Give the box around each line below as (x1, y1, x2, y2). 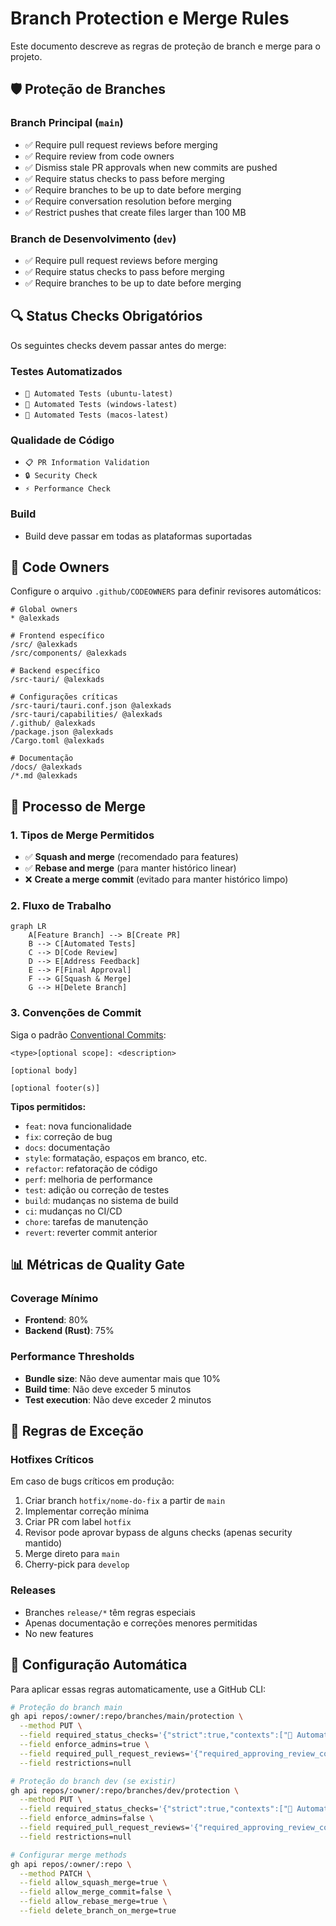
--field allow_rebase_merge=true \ (19, 1897, 168, 1907)
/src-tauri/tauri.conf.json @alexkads (10, 701, 172, 711)
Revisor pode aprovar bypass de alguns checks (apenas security (24, 1527, 293, 1539)
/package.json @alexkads (10, 727, 114, 737)
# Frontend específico (10, 631, 105, 641)
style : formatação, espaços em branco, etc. (24, 1152, 208, 1164)
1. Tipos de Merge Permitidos (10, 828, 155, 842)
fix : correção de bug (24, 1130, 113, 1142)
